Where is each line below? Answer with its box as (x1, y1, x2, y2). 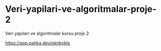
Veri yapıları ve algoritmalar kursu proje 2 (5, 30, 89, 36)
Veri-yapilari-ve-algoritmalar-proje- (5, 3, 157, 15)
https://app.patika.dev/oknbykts (5, 40, 70, 46)
